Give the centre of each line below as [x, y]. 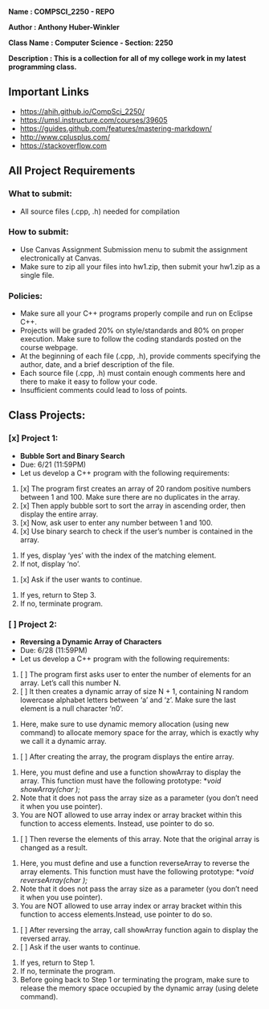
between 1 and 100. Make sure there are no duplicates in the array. [130, 496]
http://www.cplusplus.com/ [65, 137]
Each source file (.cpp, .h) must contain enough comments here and [132, 374]
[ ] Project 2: [33, 624]
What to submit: [40, 194]
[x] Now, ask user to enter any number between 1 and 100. [116, 522]
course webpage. [49, 348]
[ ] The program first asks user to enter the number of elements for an [135, 675]
